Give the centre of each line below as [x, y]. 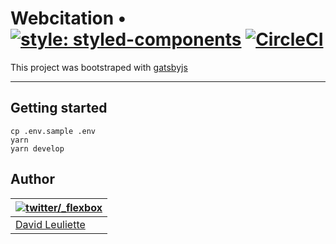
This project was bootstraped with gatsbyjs [99, 67]
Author [32, 179]
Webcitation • [68, 18]
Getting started [59, 108]
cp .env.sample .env [53, 131]
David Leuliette [50, 224]
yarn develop [37, 148]
